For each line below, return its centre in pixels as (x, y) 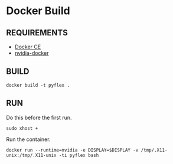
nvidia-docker (32, 53)
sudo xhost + (22, 128)
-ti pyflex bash (79, 155)
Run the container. (28, 139)
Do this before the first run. (39, 117)
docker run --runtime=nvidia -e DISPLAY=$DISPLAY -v (72, 150)
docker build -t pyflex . (38, 85)
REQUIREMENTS (37, 33)
